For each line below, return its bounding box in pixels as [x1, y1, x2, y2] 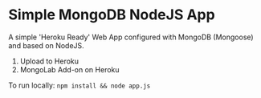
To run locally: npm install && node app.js [8, 80, 151, 90]
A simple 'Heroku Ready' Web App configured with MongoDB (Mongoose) [8, 32, 255, 42]
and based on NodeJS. [8, 40, 84, 50]
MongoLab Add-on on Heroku [19, 64, 120, 74]
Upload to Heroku [19, 56, 79, 66]
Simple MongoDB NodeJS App [8, 6, 215, 24]
